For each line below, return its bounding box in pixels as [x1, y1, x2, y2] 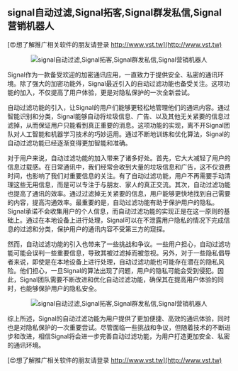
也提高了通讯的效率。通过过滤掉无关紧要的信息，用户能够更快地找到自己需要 [7, 189, 231, 197]
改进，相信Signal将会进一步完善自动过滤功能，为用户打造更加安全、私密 [19, 332, 230, 340]
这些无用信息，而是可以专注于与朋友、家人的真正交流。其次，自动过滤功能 [13, 180, 231, 189]
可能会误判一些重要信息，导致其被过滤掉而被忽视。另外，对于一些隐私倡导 [13, 248, 231, 257]
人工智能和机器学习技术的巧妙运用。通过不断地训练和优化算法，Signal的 [19, 130, 230, 138]
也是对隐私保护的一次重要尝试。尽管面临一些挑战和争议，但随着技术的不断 [7, 323, 225, 331]
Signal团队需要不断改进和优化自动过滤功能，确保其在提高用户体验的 [19, 275, 218, 284]
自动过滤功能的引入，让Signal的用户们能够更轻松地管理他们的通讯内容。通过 [7, 103, 230, 111]
